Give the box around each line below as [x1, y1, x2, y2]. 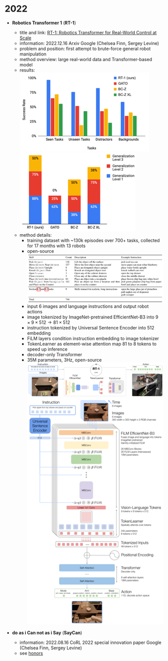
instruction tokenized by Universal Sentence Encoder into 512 [27, 325, 154, 331]
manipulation [19, 51, 47, 57]
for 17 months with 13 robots [27, 243, 86, 249]
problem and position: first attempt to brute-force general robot [19, 45, 151, 51]
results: [19, 67, 35, 73]
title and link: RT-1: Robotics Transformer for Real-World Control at [19, 29, 157, 35]
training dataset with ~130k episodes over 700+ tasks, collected [27, 237, 160, 243]
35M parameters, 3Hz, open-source [27, 357, 102, 363]
